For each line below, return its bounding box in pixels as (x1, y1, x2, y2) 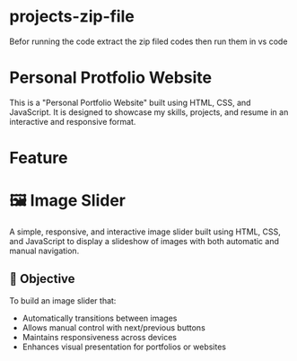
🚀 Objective (9, 271, 75, 286)
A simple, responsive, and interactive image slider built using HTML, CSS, (9, 226, 281, 237)
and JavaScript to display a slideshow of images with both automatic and (9, 236, 280, 246)
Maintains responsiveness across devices (22, 331, 178, 342)
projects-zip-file (9, 6, 135, 27)
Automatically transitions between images (22, 313, 178, 323)
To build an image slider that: (9, 295, 117, 306)
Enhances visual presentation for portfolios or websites (22, 341, 227, 352)
